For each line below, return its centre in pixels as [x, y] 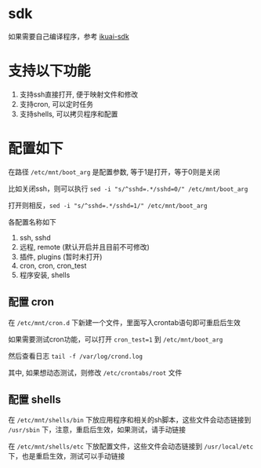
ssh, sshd [35, 237]
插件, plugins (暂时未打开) [61, 257]
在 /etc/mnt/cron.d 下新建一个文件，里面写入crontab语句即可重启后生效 [125, 322]
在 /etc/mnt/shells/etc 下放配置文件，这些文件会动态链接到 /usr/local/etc [131, 446]
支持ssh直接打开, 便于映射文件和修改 [79, 94]
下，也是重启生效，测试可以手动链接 [67, 456]
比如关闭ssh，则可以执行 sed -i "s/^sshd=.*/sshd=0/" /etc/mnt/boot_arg [128, 188]
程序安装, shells [45, 275]
